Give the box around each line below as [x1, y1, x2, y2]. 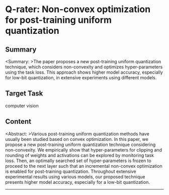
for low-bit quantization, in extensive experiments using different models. [5, 75, 157, 80]
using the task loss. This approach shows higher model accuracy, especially [5, 69, 163, 75]
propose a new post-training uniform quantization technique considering [5, 141, 156, 148]
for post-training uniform [5, 14, 112, 26]
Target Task [5, 89, 43, 98]
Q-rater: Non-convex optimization [5, 4, 151, 15]
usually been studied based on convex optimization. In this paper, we [5, 136, 148, 142]
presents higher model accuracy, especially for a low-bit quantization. [5, 179, 150, 185]
